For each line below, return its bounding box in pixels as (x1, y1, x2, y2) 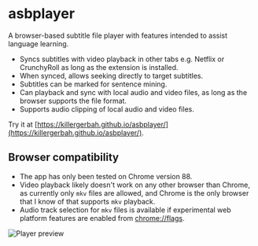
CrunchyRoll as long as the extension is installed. (19, 62, 179, 72)
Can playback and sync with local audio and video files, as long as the (19, 87, 248, 97)
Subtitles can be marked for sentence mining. (19, 79, 168, 89)
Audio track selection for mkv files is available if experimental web (19, 205, 232, 215)
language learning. (8, 39, 69, 48)
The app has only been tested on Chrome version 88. (19, 171, 193, 181)
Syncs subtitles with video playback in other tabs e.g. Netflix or (19, 54, 225, 64)
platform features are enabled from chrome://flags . (19, 213, 185, 222)
